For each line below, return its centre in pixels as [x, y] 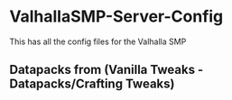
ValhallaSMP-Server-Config [116, 17]
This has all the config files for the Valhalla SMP [98, 41]
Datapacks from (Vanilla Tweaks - [107, 70]
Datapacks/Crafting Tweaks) [92, 84]
